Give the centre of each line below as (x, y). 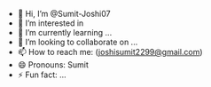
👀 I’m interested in (51, 23)
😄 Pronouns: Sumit (53, 65)
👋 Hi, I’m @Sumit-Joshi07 (64, 14)
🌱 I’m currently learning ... (65, 32)
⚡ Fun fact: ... (42, 75)
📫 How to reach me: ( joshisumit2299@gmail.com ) (110, 52)
